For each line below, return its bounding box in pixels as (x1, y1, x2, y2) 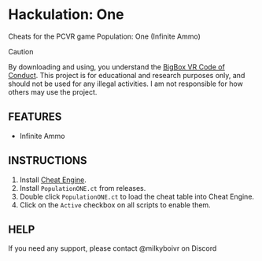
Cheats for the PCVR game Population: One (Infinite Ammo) (8, 32, 201, 41)
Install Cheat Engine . (19, 175, 87, 185)
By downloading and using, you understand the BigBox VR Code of (8, 62, 226, 72)
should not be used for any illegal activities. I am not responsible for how (8, 79, 244, 88)
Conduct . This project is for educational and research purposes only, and (8, 70, 245, 80)
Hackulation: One (8, 6, 124, 24)
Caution (8, 47, 34, 56)
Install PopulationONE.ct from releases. (19, 183, 146, 192)
